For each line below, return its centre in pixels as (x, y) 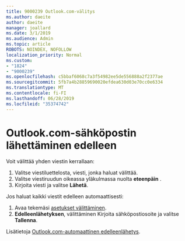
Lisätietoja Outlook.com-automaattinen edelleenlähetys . (73, 232)
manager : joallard (28, 28)
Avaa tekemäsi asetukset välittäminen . (60, 208)
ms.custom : (19, 60)
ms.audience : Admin (30, 39)
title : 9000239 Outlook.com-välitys (50, 11)
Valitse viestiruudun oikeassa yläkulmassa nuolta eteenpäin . (88, 179)
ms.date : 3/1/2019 (28, 33)
